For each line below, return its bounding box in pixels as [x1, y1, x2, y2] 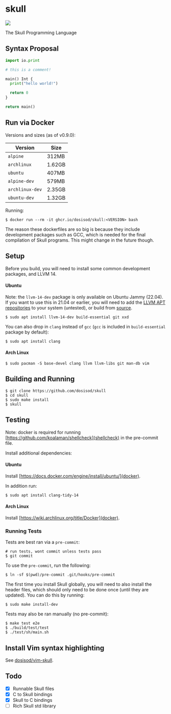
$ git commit [5, 554, 33, 559]
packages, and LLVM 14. [5, 271, 57, 277]
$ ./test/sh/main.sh [5, 630, 50, 635]
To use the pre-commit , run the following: [5, 562, 91, 568]
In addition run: [5, 483, 37, 489]
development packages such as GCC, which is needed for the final [5, 231, 146, 237]
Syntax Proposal [5, 44, 59, 53]
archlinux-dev [8, 186, 42, 192]
